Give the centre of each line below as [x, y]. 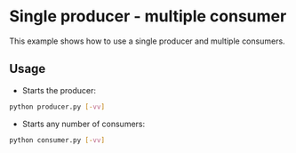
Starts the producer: [59, 90]
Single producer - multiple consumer [148, 16]
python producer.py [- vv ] [57, 107]
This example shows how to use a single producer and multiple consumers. [148, 41]
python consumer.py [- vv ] [57, 140]
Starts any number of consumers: [84, 124]
